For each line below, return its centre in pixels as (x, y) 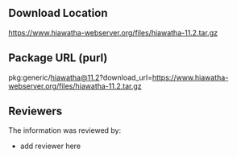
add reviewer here (50, 146)
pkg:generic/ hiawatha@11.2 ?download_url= (81, 77)
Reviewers (35, 112)
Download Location (58, 13)
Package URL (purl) (58, 58)
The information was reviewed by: (65, 130)
